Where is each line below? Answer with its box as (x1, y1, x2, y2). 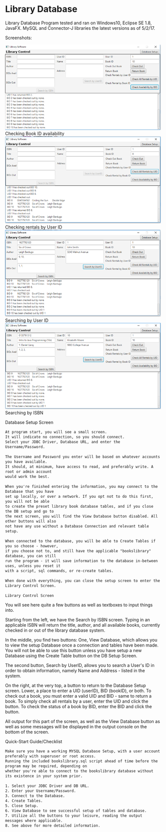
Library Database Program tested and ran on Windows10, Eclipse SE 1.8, (5, 20, 152, 26)
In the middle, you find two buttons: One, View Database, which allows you (5, 637, 158, 643)
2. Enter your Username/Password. (5, 788, 77, 794)
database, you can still (5, 554, 56, 559)
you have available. (5, 460, 48, 465)
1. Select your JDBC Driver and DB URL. (5, 783, 90, 789)
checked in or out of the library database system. (5, 627, 105, 633)
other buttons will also (5, 519, 56, 524)
